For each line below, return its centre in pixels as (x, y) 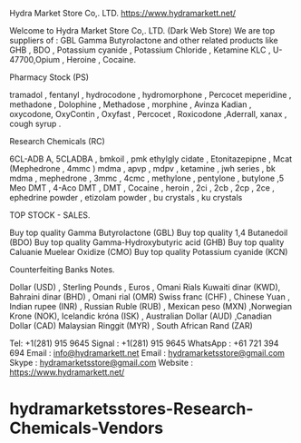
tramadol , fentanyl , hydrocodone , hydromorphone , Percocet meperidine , (150, 95)
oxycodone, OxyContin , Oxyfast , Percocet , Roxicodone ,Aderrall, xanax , (148, 114)
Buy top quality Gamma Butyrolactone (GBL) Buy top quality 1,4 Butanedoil (149, 232)
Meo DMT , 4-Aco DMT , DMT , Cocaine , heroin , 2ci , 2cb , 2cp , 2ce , (142, 188)
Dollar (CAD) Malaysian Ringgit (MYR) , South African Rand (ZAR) (131, 325)
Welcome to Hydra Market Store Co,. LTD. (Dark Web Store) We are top (142, 30)
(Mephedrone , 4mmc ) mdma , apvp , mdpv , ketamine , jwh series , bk (143, 168)
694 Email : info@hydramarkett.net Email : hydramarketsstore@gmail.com (147, 353)
